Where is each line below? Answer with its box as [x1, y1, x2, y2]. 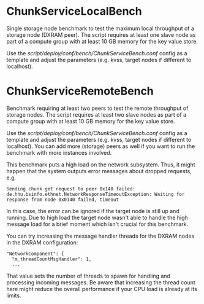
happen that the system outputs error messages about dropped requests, [6, 167, 192, 174]
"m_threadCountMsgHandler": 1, [12, 256, 92, 262]
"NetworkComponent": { [6, 251, 64, 257]
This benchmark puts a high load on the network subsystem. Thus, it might [6, 161, 195, 168]
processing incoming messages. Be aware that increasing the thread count [6, 278, 196, 286]
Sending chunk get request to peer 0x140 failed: [6, 185, 136, 192]
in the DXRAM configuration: [6, 238, 78, 246]
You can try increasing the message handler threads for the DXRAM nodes [6, 232, 195, 240]
